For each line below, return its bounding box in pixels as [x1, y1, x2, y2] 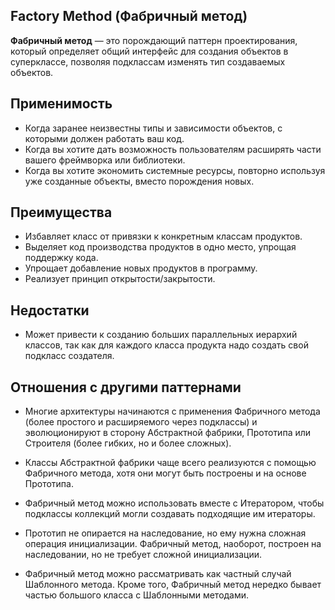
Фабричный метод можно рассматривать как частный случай [24, 568, 292, 580]
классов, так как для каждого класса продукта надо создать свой [24, 339, 309, 351]
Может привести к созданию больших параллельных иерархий [24, 329, 298, 341]
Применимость [10, 95, 113, 113]
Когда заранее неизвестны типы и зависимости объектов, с [24, 122, 283, 134]
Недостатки [10, 302, 90, 319]
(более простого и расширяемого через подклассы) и [24, 416, 258, 428]
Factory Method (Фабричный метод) [10, 8, 248, 25]
